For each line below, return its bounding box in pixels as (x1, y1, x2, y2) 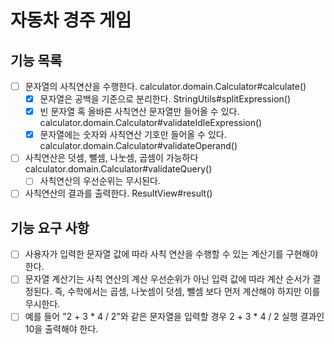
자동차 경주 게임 (10, 9, 132, 32)
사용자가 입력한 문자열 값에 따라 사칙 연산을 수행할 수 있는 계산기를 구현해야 (24, 248, 319, 260)
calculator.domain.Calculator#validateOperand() (39, 140, 238, 152)
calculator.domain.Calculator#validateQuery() (24, 163, 213, 175)
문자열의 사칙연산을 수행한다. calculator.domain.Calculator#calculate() (24, 81, 307, 92)
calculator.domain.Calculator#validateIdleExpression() (39, 117, 263, 129)
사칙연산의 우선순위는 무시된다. (39, 175, 161, 187)
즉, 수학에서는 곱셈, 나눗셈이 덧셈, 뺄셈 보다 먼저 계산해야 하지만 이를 (54, 286, 321, 298)
